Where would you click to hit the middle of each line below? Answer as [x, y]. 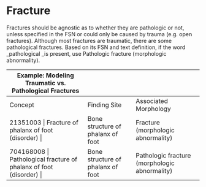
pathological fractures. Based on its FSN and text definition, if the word [96, 47]
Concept [22, 105]
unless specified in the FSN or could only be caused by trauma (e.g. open [99, 34]
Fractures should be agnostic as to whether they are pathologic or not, [95, 28]
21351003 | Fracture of [44, 122]
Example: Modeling [46, 75]
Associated [152, 101]
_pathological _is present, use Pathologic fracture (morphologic [86, 53]
